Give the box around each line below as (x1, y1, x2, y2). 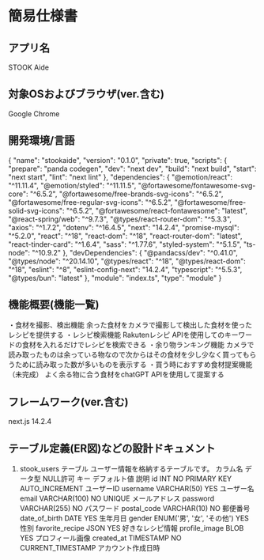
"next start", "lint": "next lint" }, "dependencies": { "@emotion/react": (8, 172, 233, 182)
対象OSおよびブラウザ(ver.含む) (8, 88, 164, 101)
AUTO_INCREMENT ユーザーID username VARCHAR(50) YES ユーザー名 (19, 484, 255, 494)
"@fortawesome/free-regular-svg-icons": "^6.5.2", (8, 197, 173, 206)
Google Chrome (8, 108, 60, 119)
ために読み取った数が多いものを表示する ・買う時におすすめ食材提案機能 (14, 360, 253, 369)
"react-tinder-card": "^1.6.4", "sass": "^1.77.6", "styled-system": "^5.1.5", (8, 239, 242, 249)
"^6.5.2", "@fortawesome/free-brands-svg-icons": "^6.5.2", (29, 189, 224, 199)
